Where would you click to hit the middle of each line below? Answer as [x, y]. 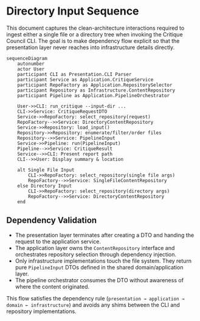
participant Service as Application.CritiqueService [85, 79]
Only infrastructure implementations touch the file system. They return [103, 261]
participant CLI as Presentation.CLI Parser [74, 74]
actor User [31, 69]
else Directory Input [44, 186]
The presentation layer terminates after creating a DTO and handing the [105, 235]
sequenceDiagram [27, 58]
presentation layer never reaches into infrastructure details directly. [91, 47]
